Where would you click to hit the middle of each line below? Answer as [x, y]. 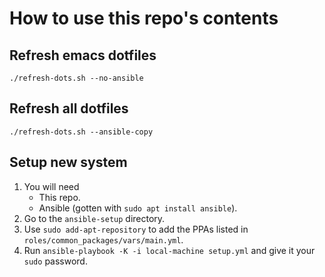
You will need [51, 186]
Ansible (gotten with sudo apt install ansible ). [138, 208]
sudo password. [55, 261]
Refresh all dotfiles [69, 108]
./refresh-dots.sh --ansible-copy [81, 132]
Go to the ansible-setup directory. [94, 218]
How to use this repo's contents [144, 18]
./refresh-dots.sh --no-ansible [76, 78]
